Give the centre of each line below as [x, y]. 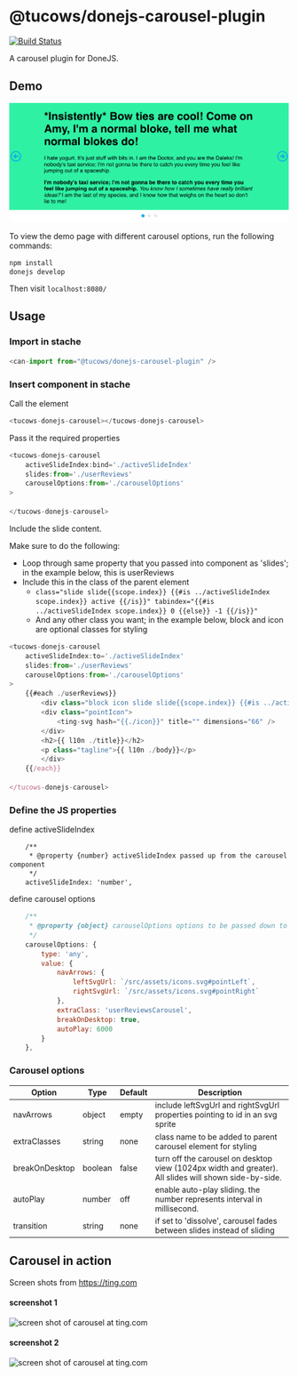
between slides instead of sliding [215, 1230]
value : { [57, 963]
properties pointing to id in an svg [216, 1115]
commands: [31, 246]
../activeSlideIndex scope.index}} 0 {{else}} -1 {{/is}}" [147, 611]
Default [133, 1092]
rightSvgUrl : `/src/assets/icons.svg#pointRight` [166, 992]
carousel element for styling [206, 1146]
